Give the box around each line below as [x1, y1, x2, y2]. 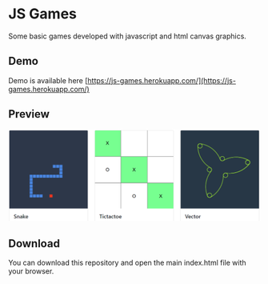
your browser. [8, 266, 54, 276]
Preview [8, 107, 50, 121]
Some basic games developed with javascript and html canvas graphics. [8, 31, 246, 41]
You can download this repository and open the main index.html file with [8, 258, 246, 267]
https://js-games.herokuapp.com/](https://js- [87, 75, 236, 85]
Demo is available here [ [8, 75, 88, 85]
